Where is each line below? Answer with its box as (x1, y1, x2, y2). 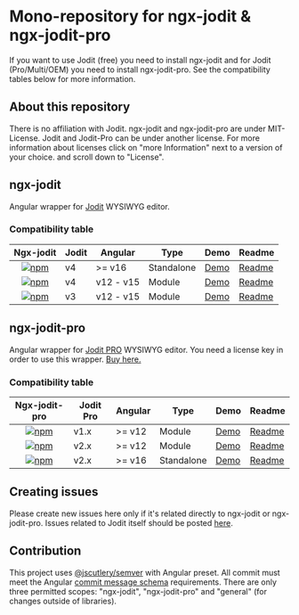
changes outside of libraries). (9, 595, 117, 606)
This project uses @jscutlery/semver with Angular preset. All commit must (9, 567, 280, 578)
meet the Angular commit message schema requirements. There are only (9, 577, 278, 587)
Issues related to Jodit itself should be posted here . (44, 517, 233, 528)
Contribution (9, 544, 82, 559)
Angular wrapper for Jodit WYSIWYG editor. (9, 201, 171, 211)
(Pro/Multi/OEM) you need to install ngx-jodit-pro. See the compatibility (9, 64, 271, 75)
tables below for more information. (9, 73, 136, 84)
